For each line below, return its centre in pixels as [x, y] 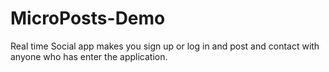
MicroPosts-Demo [88, 18]
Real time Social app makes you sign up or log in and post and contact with [165, 46]
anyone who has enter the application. [89, 56]
